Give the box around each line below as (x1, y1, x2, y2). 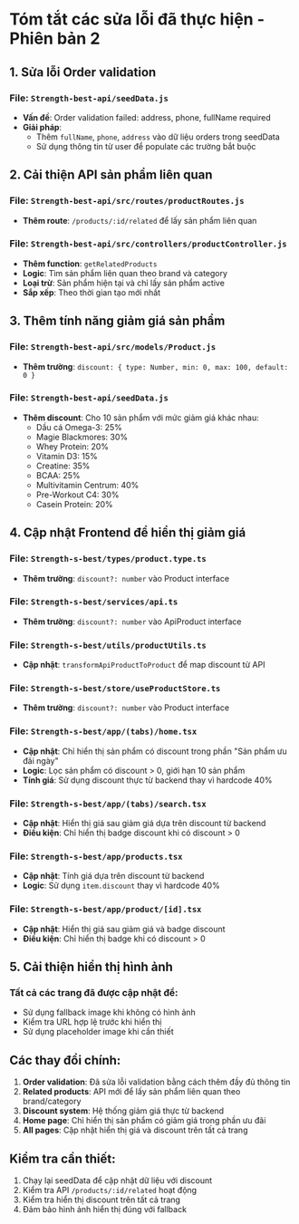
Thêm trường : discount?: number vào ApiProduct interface (22, 616, 242, 627)
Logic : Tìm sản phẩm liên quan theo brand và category (22, 267, 228, 278)
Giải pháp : (22, 121, 62, 132)
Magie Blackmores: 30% (35, 431, 129, 442)
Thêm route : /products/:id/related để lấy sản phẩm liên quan (22, 215, 257, 226)
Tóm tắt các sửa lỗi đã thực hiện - (9, 9, 265, 30)
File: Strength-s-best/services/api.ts (9, 595, 178, 608)
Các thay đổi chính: (9, 1052, 121, 1068)
